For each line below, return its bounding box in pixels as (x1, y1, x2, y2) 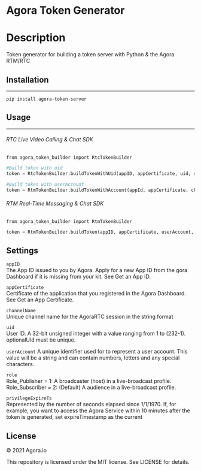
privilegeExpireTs (6, 395, 52, 401)
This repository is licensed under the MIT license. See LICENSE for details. (6, 458, 190, 466)
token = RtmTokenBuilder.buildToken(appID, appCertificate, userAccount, (6, 229, 194, 235)
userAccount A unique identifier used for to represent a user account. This (6, 348, 188, 355)
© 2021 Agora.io (6, 447, 47, 454)
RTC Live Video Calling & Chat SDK (6, 136, 94, 143)
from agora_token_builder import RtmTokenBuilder (6, 218, 133, 225)
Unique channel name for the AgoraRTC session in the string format (6, 313, 173, 321)
